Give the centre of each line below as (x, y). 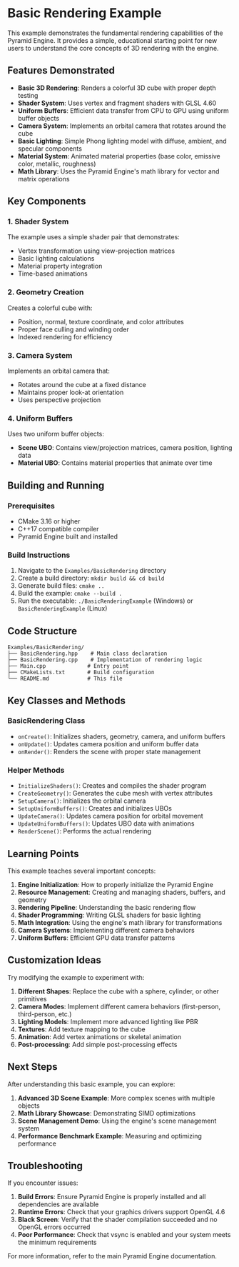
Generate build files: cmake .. (61, 586)
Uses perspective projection (59, 400)
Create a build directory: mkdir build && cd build (91, 578)
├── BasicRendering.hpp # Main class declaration (87, 654)
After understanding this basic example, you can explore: (91, 1084)
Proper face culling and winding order (73, 329)
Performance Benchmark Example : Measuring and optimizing (110, 1136)
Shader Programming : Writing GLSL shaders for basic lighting (109, 915)
